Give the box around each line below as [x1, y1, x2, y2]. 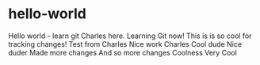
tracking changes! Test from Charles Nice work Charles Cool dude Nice [8, 39, 243, 48]
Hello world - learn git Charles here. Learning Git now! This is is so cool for [8, 31, 252, 40]
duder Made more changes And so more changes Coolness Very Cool [8, 48, 238, 57]
